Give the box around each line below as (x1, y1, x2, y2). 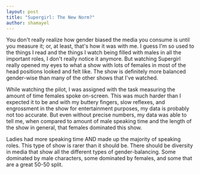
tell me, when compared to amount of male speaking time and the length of (6, 118, 192, 125)
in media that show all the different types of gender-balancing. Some (6, 148, 176, 155)
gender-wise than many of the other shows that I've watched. (6, 74, 159, 81)
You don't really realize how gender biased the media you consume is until (6, 36, 190, 44)
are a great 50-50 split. (6, 161, 63, 168)
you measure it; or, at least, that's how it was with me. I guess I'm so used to (6, 42, 195, 50)
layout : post (6, 8, 39, 15)
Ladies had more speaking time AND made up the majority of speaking (6, 136, 181, 143)
